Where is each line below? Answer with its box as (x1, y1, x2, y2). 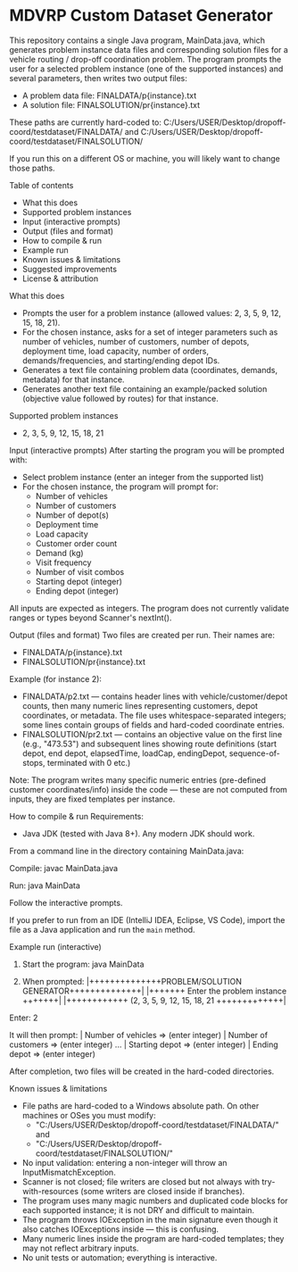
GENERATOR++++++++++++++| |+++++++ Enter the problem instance (21, 985, 287, 996)
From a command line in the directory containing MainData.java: (9, 845, 244, 856)
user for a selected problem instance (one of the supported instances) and (9, 63, 284, 74)
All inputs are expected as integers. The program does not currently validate (9, 603, 290, 613)
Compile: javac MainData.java (9, 862, 119, 873)
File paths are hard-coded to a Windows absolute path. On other (21, 1100, 260, 1111)
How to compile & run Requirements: (9, 811, 145, 821)
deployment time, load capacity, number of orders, (21, 345, 210, 356)
